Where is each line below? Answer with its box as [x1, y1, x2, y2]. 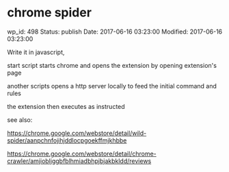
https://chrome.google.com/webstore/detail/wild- [7, 129, 147, 137]
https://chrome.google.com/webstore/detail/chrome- [7, 149, 157, 158]
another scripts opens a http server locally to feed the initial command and [7, 82, 217, 90]
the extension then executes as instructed [7, 102, 125, 110]
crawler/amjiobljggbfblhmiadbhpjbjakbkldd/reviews [7, 156, 152, 165]
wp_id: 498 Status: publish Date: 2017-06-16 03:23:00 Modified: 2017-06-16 [7, 27, 223, 36]
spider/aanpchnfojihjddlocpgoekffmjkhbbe [7, 136, 127, 145]
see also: [7, 115, 33, 124]
